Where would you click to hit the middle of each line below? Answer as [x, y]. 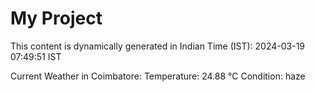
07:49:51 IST [36, 56]
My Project [56, 18]
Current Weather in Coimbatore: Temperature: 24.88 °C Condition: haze [158, 76]
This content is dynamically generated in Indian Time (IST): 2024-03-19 [158, 46]
